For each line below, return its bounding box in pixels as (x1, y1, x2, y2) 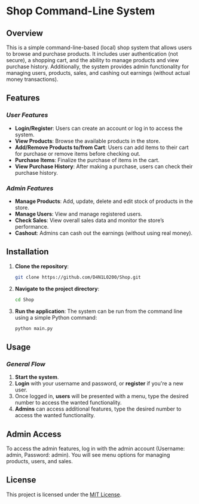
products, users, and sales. (6, 457, 73, 464)
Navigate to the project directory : (14, 285, 100, 292)
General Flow (6, 360, 46, 368)
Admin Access (6, 429, 62, 439)
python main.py (14, 325, 53, 332)
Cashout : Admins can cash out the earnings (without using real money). (14, 229, 193, 236)
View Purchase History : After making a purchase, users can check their (14, 163, 193, 170)
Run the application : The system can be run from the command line (14, 307, 183, 315)
